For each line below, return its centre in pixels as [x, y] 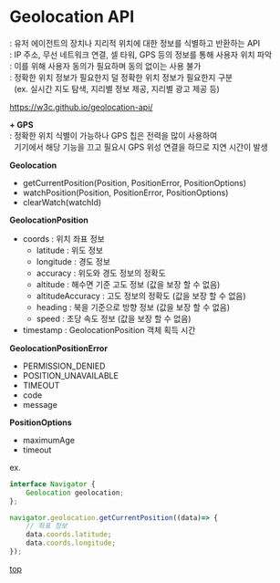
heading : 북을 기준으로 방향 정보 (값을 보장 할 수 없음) [133, 307]
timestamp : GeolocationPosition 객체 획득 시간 [109, 329]
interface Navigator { [52, 484]
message [40, 404]
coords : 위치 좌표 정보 [63, 238]
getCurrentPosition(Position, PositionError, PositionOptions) [135, 182]
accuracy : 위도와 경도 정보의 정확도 [101, 273]
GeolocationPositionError [58, 348]
